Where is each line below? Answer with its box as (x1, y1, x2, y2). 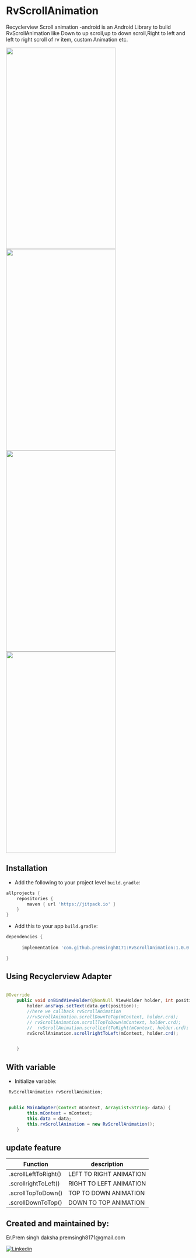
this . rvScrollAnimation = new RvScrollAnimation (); (27, 1121, 156, 1127)
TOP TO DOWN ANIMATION (68, 1189, 145, 1197)
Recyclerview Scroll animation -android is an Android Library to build (6, 23, 171, 30)
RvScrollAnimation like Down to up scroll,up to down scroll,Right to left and (6, 29, 185, 36)
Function (23, 1160, 48, 1168)
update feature (6, 1143, 61, 1153)
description (90, 1160, 124, 1168)
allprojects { (6, 890, 41, 896)
